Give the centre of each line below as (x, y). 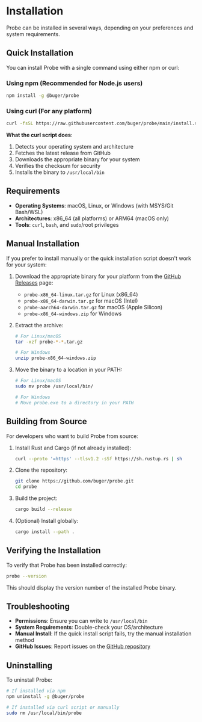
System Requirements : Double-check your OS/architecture (89, 628)
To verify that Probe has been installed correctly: (67, 565)
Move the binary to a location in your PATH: (69, 370)
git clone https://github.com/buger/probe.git (74, 481)
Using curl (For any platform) (49, 111)
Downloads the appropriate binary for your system (77, 159)
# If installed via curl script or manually (63, 707)
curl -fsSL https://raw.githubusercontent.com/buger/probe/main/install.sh (103, 124)
